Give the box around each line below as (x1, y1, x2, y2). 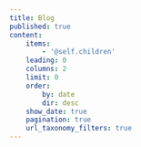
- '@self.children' (42, 47, 116, 57)
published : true (9, 22, 71, 31)
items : (25, 38, 51, 48)
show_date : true (25, 107, 88, 116)
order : (25, 81, 51, 90)
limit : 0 (25, 73, 59, 82)
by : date (42, 89, 76, 99)
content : (9, 30, 43, 39)
